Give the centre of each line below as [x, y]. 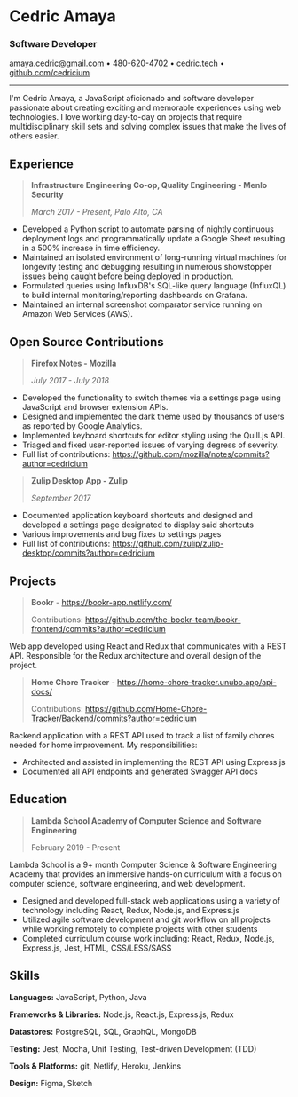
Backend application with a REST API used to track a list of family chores [142, 735]
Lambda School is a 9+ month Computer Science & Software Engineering [143, 864]
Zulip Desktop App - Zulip [79, 481]
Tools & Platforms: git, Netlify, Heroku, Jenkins [95, 1066]
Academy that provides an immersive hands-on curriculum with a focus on [145, 874]
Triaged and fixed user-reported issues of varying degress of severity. [150, 445]
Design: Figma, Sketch [51, 1083]
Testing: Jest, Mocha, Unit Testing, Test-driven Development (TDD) [133, 1048]
